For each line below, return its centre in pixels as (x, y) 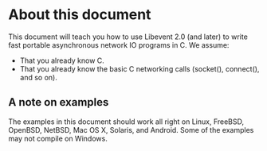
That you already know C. (62, 60)
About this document (80, 15)
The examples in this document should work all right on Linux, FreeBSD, (126, 122)
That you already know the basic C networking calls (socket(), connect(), (139, 68)
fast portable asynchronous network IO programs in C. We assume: (119, 45)
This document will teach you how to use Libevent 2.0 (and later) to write (128, 37)
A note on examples (59, 102)
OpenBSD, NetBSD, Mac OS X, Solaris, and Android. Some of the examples (131, 130)
